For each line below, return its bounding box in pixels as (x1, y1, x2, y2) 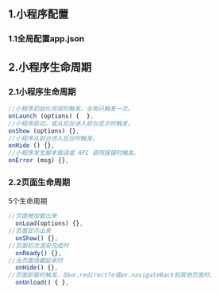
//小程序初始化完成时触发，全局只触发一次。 (8, 105, 134, 113)
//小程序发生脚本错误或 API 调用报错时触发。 (8, 149, 141, 157)
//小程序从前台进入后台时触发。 (8, 134, 98, 142)
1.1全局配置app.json (8, 33, 85, 44)
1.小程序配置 (8, 7, 69, 21)
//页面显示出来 (8, 227, 52, 235)
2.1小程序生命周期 (8, 86, 76, 97)
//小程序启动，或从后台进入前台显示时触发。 (8, 119, 134, 127)
